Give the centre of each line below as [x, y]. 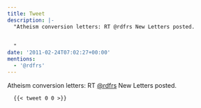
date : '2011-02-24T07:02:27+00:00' [59, 53]
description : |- [31, 20]
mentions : [22, 59]
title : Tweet [26, 14]
